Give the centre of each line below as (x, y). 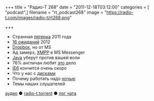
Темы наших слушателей (39, 84)
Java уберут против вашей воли (46, 58)
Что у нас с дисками (34, 73)
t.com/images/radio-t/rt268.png (37, 17)
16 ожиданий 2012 (31, 42)
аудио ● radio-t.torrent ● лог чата (41, 93)
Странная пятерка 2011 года (42, 37)
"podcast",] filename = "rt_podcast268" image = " (56, 12)
